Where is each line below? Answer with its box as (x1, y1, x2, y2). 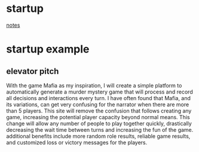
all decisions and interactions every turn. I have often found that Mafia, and (6, 94, 191, 101)
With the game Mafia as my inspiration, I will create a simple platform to (6, 82, 182, 89)
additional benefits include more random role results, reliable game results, (6, 132, 191, 139)
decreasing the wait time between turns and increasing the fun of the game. (6, 126, 194, 133)
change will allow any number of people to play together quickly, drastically (6, 120, 192, 127)
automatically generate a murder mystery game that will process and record (6, 88, 193, 95)
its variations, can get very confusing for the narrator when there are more (6, 101, 189, 108)
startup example (6, 42, 90, 56)
